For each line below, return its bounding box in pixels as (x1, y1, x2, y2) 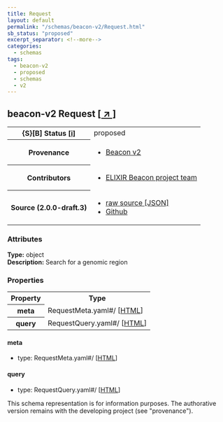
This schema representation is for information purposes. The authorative (7, 399, 217, 407)
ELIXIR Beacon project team (106, 172, 197, 182)
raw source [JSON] (106, 197, 169, 207)
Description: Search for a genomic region (7, 258, 128, 266)
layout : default (7, 17, 55, 24)
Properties (7, 275, 44, 285)
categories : (7, 43, 42, 50)
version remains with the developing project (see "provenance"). (7, 407, 194, 415)
